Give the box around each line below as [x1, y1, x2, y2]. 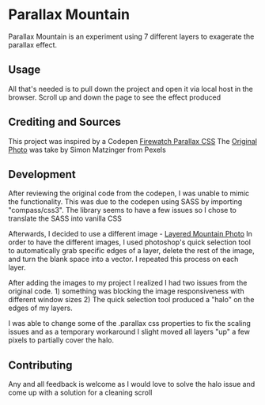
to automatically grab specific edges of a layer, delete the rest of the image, [8, 246, 255, 255]
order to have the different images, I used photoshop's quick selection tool [8, 237, 252, 247]
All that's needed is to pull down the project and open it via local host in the [8, 84, 253, 93]
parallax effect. [8, 40, 58, 49]
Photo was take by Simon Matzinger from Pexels [8, 145, 166, 154]
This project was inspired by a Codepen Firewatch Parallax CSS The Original [8, 136, 257, 146]
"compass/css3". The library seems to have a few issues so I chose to [8, 206, 237, 215]
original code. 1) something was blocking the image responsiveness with [8, 286, 244, 296]
